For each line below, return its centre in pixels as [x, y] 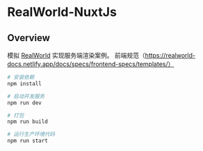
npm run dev [24, 103]
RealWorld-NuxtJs [62, 12]
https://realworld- [170, 55]
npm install [24, 84]
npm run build [28, 122]
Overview [29, 38]
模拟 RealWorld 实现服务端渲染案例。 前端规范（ [76, 55]
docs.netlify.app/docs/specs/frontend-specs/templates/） [91, 64]
